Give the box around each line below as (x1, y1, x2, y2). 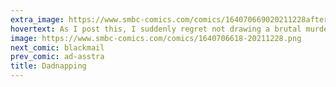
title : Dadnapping (10, 61, 87, 71)
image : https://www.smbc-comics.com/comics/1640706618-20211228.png (10, 33, 302, 43)
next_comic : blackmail (10, 42, 105, 53)
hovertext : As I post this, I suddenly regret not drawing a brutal (10, 24, 302, 34)
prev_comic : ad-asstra (10, 52, 105, 62)
